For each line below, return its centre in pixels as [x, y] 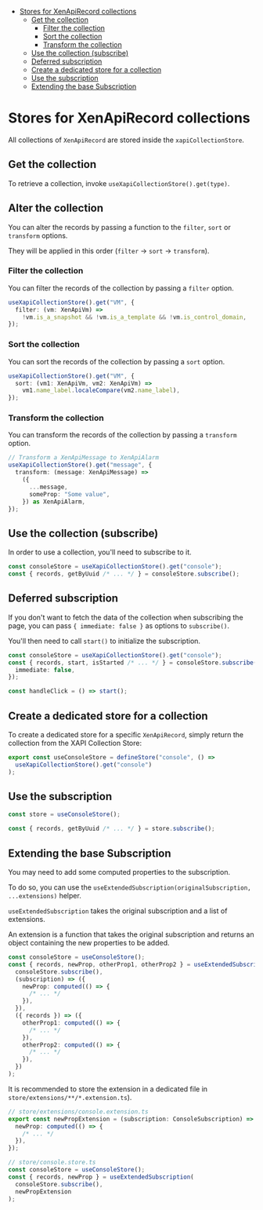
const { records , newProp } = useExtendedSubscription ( [101, 1177]
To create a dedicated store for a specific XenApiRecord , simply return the [126, 735]
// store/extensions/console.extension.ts [78, 1111]
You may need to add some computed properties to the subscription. [119, 872]
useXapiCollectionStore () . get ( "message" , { [80, 465]
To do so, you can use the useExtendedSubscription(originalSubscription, [130, 887]
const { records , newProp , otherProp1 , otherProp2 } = [99, 964]
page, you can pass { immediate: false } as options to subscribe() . [119, 625]
